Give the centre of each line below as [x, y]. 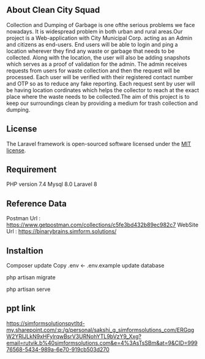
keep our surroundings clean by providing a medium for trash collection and [102, 103]
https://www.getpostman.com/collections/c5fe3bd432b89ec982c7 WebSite [102, 225]
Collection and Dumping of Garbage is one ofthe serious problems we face [101, 25]
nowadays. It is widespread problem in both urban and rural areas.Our [95, 31]
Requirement [32, 170]
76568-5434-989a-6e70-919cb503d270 [58, 349]
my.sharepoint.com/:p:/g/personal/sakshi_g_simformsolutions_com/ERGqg [100, 330]
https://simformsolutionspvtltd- [46, 323]
